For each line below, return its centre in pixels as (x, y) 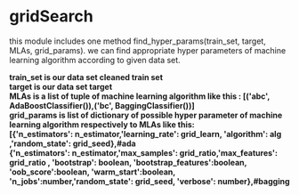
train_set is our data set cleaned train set (86, 77)
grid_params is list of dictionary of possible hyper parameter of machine (146, 115)
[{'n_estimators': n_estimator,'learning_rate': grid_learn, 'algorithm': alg (145, 134)
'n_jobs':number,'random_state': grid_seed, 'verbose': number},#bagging (149, 181)
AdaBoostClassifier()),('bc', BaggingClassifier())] (102, 105)
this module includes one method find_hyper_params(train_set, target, (138, 41)
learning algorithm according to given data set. (95, 60)
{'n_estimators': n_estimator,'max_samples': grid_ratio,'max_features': (144, 152)
